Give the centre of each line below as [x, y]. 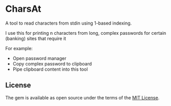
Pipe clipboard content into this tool [50, 69]
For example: [19, 48]
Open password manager [39, 58]
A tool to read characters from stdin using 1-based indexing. [69, 23]
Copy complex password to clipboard [52, 63]
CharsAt [23, 9]
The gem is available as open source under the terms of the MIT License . [82, 97]
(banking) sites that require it [36, 38]
